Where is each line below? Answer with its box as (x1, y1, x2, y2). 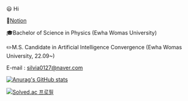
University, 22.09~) (6, 52, 55, 60)
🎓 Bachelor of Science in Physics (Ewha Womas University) (6, 29, 157, 36)
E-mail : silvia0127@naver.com (6, 64, 84, 71)
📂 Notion (6, 17, 27, 24)
